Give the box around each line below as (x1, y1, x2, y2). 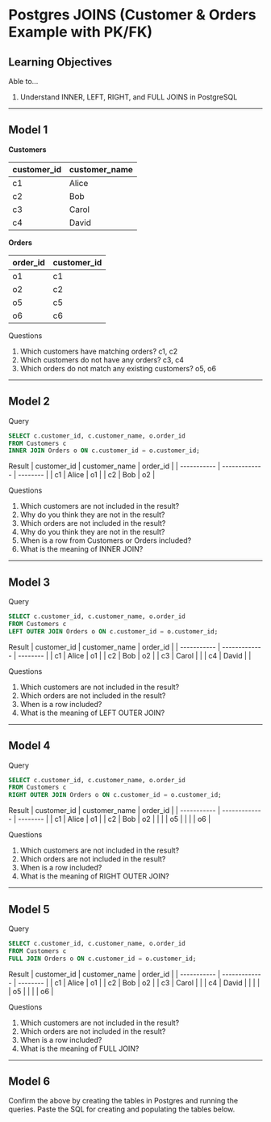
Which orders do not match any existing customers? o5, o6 (19, 363, 216, 373)
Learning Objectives (8, 55, 113, 69)
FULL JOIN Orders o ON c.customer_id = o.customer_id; (8, 955, 197, 963)
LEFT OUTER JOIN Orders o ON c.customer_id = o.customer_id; (8, 627, 219, 636)
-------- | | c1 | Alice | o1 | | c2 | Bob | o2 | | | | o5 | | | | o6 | (17, 815, 211, 824)
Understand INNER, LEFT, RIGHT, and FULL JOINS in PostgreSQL (19, 92, 238, 102)
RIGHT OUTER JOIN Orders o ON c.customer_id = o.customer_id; (8, 791, 222, 799)
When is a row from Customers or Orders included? (19, 536, 192, 545)
